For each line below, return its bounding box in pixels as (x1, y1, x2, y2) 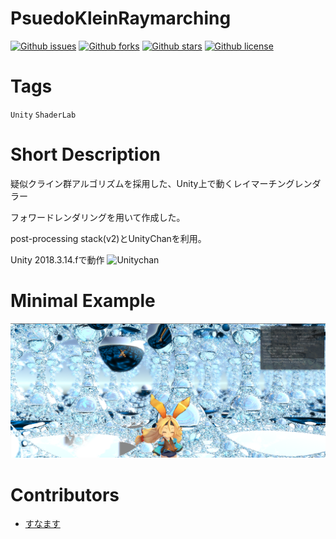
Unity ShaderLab (10, 110, 77, 120)
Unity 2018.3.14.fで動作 (10, 253, 105, 266)
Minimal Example (10, 290, 156, 312)
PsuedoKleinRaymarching (10, 7, 232, 30)
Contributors (10, 483, 120, 506)
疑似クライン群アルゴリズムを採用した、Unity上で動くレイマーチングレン (10, 177, 313, 189)
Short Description (10, 143, 162, 166)
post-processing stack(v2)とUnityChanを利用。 (10, 232, 207, 244)
